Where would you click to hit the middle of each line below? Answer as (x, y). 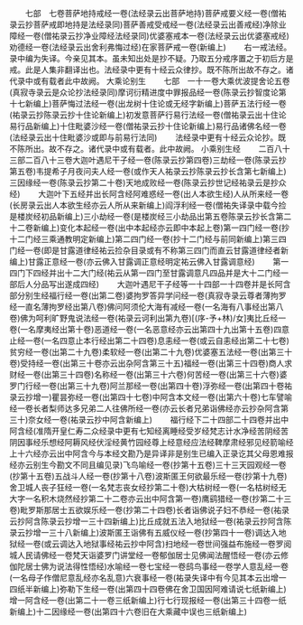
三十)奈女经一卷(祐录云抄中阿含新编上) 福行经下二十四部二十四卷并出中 (149, 420)
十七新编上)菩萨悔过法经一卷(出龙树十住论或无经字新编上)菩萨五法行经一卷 (148, 103)
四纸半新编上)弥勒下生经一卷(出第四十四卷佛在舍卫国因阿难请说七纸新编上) (148, 589)
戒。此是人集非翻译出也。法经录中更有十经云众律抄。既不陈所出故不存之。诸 (151, 70)
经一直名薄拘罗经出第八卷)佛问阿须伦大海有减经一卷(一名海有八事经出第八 (147, 307)
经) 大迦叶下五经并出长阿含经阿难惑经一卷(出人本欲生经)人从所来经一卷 (149, 194)
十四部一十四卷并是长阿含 (243, 284)
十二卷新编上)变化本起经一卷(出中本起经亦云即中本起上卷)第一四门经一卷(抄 (150, 228)
